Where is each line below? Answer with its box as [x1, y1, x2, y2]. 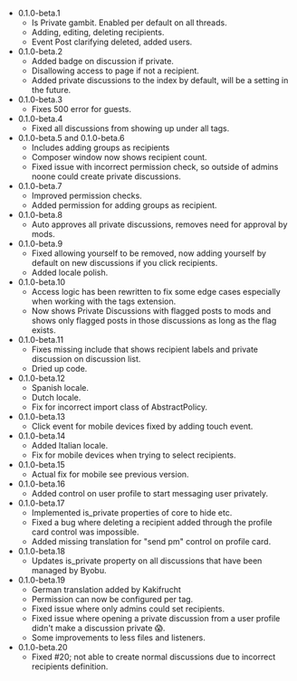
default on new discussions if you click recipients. [31, 258, 218, 268]
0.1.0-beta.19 [17, 574, 66, 585]
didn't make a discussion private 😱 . [31, 623, 166, 633]
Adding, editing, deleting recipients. [31, 27, 165, 37]
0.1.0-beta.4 [17, 113, 63, 124]
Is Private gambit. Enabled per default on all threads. [31, 17, 228, 28]
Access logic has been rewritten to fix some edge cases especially [31, 287, 281, 297]
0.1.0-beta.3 [17, 94, 63, 105]
